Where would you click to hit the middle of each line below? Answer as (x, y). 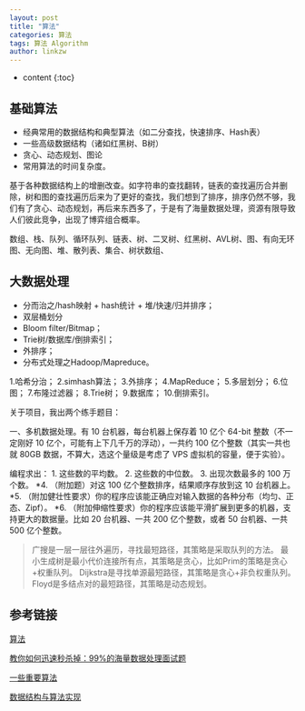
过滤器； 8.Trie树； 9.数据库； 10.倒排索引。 (132, 393)
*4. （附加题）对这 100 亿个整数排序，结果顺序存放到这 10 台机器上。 (165, 485)
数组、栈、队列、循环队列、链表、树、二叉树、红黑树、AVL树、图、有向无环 (152, 238)
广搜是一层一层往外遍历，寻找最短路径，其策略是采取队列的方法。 (155, 549)
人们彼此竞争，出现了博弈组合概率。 (77, 219)
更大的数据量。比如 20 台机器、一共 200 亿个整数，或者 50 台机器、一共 (152, 518)
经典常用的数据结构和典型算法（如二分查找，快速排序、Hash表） (143, 132)
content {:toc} (49, 77)
